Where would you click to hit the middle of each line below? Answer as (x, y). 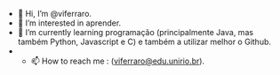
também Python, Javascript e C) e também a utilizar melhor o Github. (144, 41)
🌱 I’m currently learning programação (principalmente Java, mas (136, 32)
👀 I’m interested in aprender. (69, 23)
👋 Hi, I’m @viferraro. (54, 14)
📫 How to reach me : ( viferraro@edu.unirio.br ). (118, 61)
